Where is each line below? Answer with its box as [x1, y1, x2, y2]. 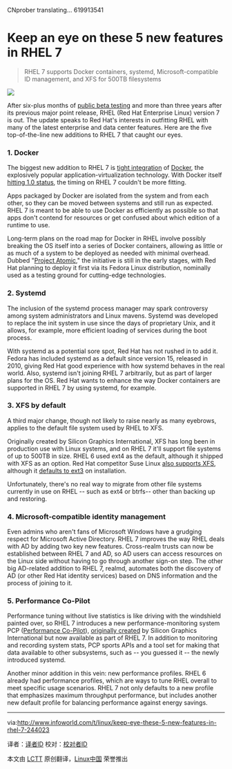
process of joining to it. [7, 579, 72, 587]
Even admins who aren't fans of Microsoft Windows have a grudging [7, 528, 202, 536]
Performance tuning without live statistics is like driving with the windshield [7, 611, 221, 620]
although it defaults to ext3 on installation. [7, 466, 127, 475]
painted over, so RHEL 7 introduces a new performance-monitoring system [7, 619, 220, 627]
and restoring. [7, 494, 47, 503]
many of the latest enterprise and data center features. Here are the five [7, 123, 212, 131]
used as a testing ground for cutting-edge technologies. [7, 271, 166, 279]
